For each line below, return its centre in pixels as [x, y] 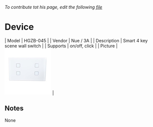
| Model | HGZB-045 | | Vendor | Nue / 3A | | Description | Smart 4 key [76, 40]
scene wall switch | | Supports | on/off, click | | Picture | [61, 46]
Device [19, 27]
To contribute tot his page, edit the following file [53, 7]
